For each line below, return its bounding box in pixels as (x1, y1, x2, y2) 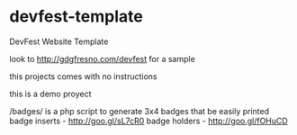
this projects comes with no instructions (9, 70, 157, 82)
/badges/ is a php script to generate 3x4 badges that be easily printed (9, 105, 270, 116)
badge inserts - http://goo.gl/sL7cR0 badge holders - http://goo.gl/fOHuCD (9, 115, 288, 126)
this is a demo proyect (9, 88, 92, 99)
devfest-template (9, 6, 144, 27)
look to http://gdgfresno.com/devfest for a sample (9, 53, 195, 64)
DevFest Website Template (9, 36, 109, 47)
